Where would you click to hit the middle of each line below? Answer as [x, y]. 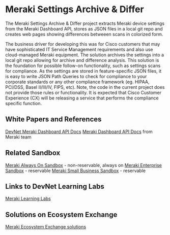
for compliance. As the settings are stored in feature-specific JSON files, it [83, 71]
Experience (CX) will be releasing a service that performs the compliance [82, 98]
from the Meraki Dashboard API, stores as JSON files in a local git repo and [84, 28]
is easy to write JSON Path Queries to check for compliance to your [76, 76]
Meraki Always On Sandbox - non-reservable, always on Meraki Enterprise [83, 165]
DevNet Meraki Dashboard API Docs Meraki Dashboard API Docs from [79, 131]
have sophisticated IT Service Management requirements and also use [79, 49]
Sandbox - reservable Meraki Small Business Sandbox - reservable [76, 171]
